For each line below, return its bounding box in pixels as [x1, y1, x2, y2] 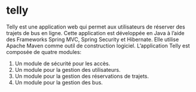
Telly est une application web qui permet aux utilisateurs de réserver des [6, 23, 185, 30]
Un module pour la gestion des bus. [14, 78, 103, 86]
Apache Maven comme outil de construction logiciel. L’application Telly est [6, 42, 190, 49]
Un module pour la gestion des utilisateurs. [14, 66, 121, 73]
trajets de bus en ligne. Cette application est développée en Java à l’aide [6, 29, 185, 36]
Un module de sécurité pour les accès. [14, 60, 111, 67]
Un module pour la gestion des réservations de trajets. [14, 72, 149, 80]
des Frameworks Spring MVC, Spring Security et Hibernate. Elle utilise [6, 36, 179, 43]
